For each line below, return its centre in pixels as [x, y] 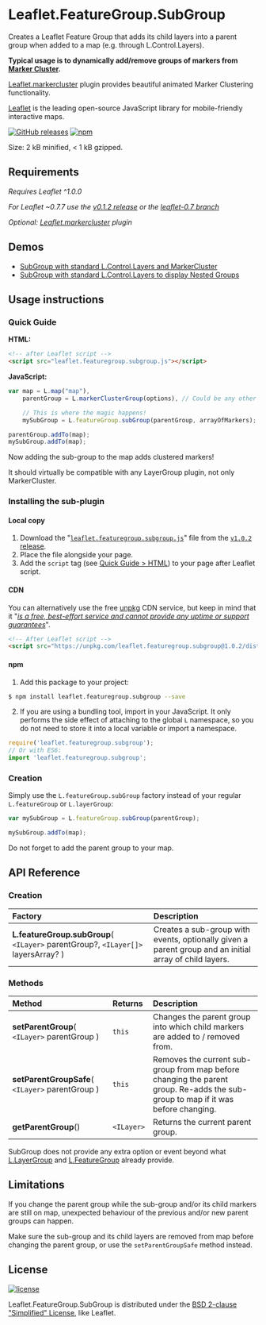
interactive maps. [36, 116]
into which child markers [198, 1027]
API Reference [44, 873]
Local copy [27, 520]
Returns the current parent [202, 1123]
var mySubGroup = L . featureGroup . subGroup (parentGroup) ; [104, 818]
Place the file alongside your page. [76, 555]
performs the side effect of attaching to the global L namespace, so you [137, 720]
